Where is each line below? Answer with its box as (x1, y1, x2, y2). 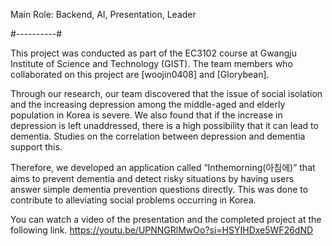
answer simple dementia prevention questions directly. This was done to (10, 184, 309, 195)
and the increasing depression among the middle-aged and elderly (10, 99, 286, 110)
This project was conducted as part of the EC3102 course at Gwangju (10, 47, 298, 59)
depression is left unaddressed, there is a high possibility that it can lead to (10, 120, 319, 131)
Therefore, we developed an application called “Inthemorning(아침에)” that (10, 162, 316, 173)
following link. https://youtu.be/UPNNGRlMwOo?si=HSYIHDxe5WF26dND (10, 224, 314, 236)
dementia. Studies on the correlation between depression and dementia (10, 130, 306, 142)
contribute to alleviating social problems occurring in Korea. (10, 194, 257, 206)
